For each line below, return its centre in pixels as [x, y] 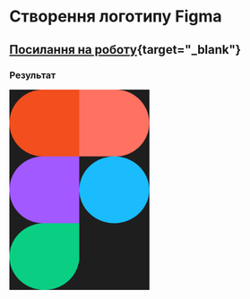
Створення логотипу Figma [116, 17]
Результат [33, 75]
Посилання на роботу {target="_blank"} [125, 50]
